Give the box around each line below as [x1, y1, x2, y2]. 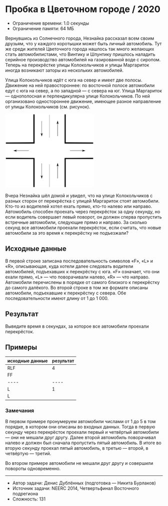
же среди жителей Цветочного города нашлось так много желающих [5, 46, 154, 52]
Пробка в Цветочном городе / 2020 [5, 4, 161, 15]
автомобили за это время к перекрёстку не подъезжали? [5, 230, 129, 236]
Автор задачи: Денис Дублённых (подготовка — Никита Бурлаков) [12, 480, 156, 486]
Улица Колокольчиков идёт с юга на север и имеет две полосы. [5, 77, 142, 83]
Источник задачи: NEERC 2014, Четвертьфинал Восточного [12, 485, 139, 491]
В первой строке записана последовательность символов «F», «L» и [5, 258, 153, 264]
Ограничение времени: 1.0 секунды [12, 20, 89, 26]
